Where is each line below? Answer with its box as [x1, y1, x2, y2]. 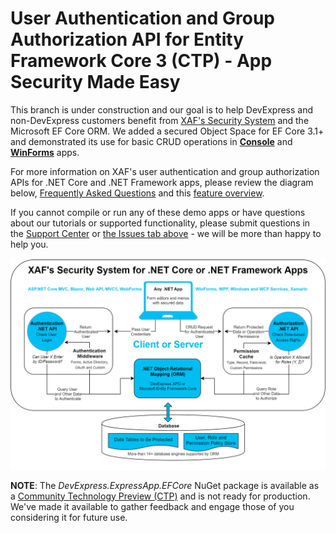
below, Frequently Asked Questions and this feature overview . [10, 187, 265, 199]
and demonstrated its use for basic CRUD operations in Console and [10, 135, 293, 147]
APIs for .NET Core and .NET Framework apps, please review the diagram [10, 176, 314, 188]
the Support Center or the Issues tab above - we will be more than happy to [10, 227, 322, 239]
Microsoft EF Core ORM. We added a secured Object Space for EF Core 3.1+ [10, 125, 325, 137]
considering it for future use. [10, 511, 128, 523]
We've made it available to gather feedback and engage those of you [10, 500, 295, 512]
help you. [10, 238, 49, 250]
